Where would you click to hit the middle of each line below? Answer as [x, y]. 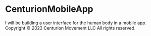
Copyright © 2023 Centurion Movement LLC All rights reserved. [70, 28]
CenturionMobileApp [49, 9]
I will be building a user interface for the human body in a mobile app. [76, 23]
